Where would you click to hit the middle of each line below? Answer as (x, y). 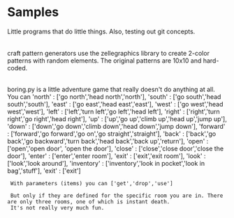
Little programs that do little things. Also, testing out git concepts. (101, 31)
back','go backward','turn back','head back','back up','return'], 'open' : (108, 141)
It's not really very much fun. (57, 208)
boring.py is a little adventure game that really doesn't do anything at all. (111, 89)
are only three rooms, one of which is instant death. (89, 202)
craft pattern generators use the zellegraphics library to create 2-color (108, 53)
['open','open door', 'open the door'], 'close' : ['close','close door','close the (116, 149)
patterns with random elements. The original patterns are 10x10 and (104, 61)
